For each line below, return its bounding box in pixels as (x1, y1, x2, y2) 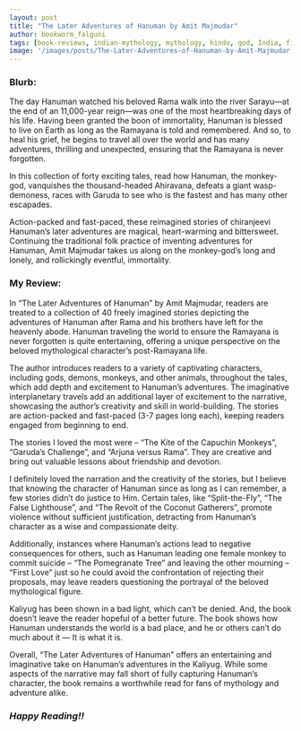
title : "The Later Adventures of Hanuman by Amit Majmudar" (9, 21, 239, 30)
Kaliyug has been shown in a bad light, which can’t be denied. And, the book (9, 603, 292, 614)
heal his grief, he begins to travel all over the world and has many (9, 134, 250, 145)
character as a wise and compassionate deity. (9, 520, 179, 531)
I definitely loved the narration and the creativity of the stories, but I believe (9, 473, 287, 484)
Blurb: (9, 76, 38, 89)
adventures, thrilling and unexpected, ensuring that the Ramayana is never (9, 144, 284, 155)
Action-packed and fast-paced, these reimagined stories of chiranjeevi (9, 217, 271, 228)
